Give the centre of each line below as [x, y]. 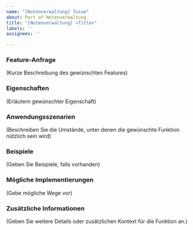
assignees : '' [24, 34]
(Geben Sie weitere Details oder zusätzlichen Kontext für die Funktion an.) [97, 221]
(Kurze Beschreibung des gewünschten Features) [67, 73]
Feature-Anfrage [31, 60]
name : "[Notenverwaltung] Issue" [48, 12]
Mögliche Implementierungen [50, 180]
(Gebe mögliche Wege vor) [39, 193]
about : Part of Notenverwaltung [46, 17]
